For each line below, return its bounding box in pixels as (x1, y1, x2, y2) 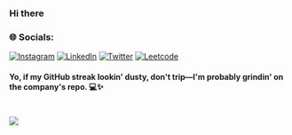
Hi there (9, 7, 44, 20)
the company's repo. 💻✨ (9, 81, 104, 91)
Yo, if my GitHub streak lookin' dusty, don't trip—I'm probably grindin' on (9, 71, 284, 82)
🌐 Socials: (9, 30, 55, 43)
